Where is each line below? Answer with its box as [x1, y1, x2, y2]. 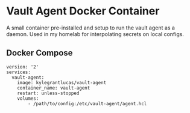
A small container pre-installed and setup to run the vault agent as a [6, 24, 175, 31]
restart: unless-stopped [17, 90, 80, 96]
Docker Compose [6, 48, 74, 58]
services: [6, 69, 31, 75]
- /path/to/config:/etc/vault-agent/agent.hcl [28, 100, 147, 106]
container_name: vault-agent [17, 85, 90, 91]
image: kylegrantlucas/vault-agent [17, 79, 107, 85]
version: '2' [6, 64, 39, 70]
